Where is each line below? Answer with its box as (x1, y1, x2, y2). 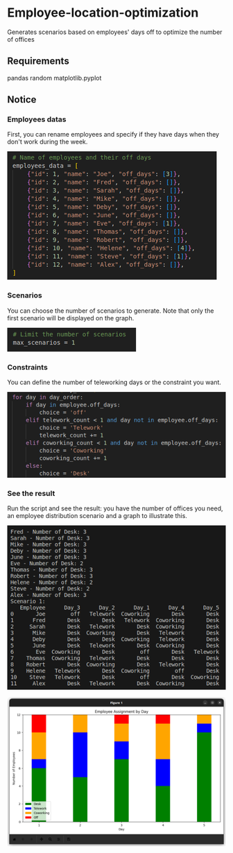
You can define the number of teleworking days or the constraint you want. (7, 378, 222, 386)
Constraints (7, 362, 49, 372)
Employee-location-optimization (7, 5, 199, 21)
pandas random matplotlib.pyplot (7, 74, 102, 82)
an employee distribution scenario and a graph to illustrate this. (7, 512, 187, 520)
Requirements (7, 55, 69, 67)
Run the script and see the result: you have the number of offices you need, (7, 504, 223, 512)
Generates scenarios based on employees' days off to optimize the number (7, 28, 223, 36)
